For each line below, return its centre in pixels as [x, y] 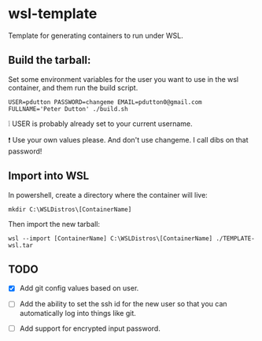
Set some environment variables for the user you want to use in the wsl [124, 79]
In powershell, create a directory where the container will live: [108, 195]
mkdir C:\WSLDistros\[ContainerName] [70, 209]
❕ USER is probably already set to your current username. [100, 124]
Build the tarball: [50, 60]
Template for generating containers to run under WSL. [96, 35]
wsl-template [53, 14]
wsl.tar [21, 245]
